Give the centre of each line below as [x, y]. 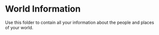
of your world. [19, 27]
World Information [43, 9]
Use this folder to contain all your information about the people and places [80, 22]
